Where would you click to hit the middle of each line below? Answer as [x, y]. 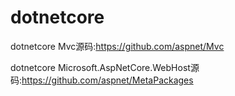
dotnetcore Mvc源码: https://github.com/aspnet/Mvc [117, 46]
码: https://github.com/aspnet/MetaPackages [102, 80]
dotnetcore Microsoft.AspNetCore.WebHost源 [105, 67]
